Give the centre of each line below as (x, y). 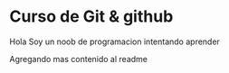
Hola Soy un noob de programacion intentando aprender (114, 41)
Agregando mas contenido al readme (78, 59)
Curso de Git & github (91, 17)
